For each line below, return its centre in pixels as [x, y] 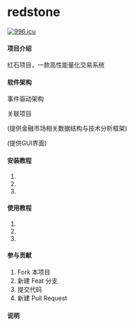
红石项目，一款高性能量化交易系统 [56, 65]
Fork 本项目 [34, 272]
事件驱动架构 [25, 99]
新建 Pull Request [42, 298]
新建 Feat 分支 [37, 280]
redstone [34, 12]
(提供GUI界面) [27, 143]
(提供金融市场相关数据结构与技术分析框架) [67, 129]
